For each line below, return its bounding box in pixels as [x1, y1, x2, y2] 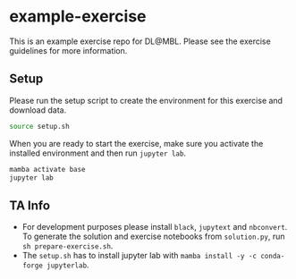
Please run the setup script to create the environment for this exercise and [9, 95, 283, 106]
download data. [9, 105, 67, 115]
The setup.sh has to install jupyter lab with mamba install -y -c [21, 250, 258, 261]
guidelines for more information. [9, 45, 128, 55]
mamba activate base [9, 165, 87, 173]
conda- [260, 252, 285, 261]
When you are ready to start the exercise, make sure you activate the [9, 138, 264, 148]
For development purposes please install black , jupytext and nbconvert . [21, 222, 288, 232]
